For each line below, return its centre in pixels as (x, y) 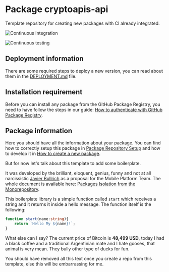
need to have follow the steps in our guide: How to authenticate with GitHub (84, 110)
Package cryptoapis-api (57, 9)
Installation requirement (44, 92)
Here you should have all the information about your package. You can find (83, 143)
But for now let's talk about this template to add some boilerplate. (73, 164)
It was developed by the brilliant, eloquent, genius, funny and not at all (78, 173)
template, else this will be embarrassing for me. (54, 264)
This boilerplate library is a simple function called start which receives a (81, 199)
